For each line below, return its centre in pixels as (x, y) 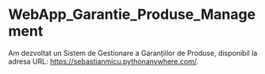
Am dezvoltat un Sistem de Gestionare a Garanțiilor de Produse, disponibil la (133, 53)
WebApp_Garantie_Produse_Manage (132, 15)
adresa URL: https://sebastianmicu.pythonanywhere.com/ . (104, 61)
